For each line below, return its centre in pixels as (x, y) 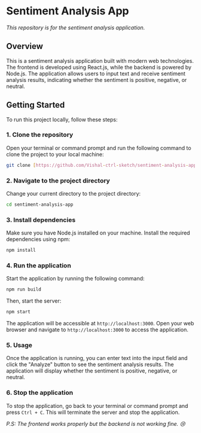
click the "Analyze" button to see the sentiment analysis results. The (90, 365)
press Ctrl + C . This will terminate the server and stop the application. (93, 412)
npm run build (24, 289)
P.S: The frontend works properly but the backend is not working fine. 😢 (96, 423)
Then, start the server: (34, 301)
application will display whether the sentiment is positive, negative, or (92, 371)
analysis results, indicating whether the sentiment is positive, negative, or (97, 80)
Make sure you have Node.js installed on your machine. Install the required (98, 233)
